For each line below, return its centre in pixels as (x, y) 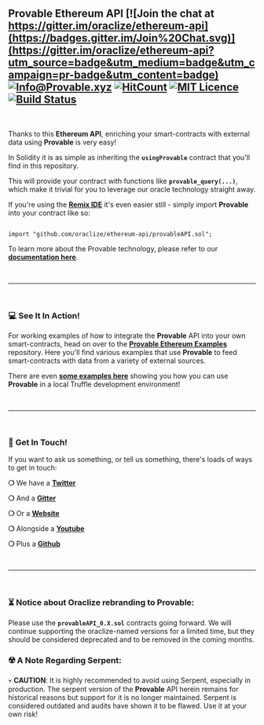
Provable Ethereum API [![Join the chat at (111, 14)
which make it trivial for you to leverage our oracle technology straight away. (132, 189)
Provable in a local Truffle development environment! (94, 384)
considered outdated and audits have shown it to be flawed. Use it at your (128, 706)
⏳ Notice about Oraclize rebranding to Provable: (101, 602)
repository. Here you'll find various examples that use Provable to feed (123, 353)
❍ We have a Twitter (42, 483)
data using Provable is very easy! (62, 142)
